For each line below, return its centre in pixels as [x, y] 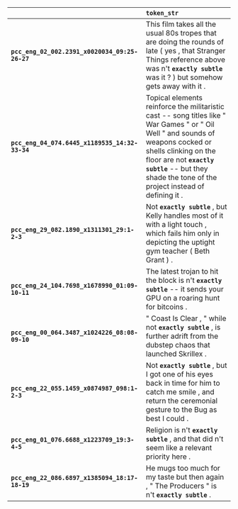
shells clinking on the [181, 151]
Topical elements [174, 97]
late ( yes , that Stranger [186, 51]
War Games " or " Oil [180, 124]
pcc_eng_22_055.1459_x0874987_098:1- [74, 388]
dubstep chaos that [178, 345]
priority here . [168, 457]
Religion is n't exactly [182, 430]
